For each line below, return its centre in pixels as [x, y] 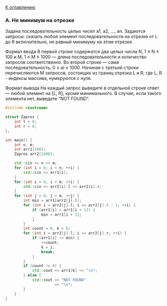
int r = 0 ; [26, 126]
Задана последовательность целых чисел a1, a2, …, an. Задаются [75, 31]
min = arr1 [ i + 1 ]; [61, 215]
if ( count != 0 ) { [42, 266]
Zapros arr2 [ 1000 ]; [35, 154]
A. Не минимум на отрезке [40, 20]
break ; [48, 252]
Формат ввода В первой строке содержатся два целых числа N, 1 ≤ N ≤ [82, 52]
